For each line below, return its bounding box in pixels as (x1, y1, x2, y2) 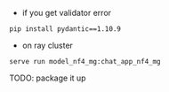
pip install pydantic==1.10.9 (9, 25, 122, 34)
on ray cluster (21, 40, 74, 50)
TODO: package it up (9, 73, 86, 83)
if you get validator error (21, 8, 112, 18)
